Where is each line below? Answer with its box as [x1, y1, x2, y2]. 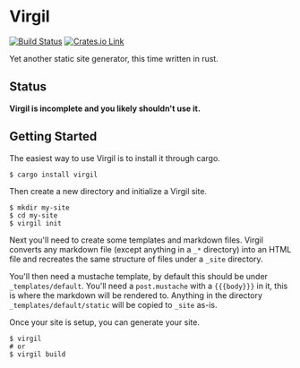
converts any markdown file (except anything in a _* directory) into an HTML [9, 244, 292, 254]
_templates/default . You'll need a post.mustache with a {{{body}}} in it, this [9, 280, 288, 291]
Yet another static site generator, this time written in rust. [9, 53, 219, 64]
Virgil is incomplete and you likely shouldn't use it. [9, 103, 201, 114]
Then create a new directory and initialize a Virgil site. [9, 185, 208, 196]
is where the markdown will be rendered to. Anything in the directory [9, 289, 262, 301]
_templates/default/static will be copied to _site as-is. [9, 299, 218, 310]
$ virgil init [9, 218, 63, 227]
